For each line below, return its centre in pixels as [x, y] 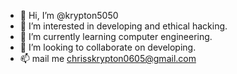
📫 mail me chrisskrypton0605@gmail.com [108, 58]
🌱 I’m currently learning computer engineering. [116, 36]
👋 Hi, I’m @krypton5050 [69, 15]
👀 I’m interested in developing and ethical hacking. [123, 26]
